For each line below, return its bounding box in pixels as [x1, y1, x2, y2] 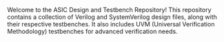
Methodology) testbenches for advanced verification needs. [7, 27, 178, 35]
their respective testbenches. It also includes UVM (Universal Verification [7, 20, 215, 28]
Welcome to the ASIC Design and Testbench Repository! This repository [7, 6, 212, 14]
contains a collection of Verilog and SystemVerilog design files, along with [7, 13, 217, 21]
